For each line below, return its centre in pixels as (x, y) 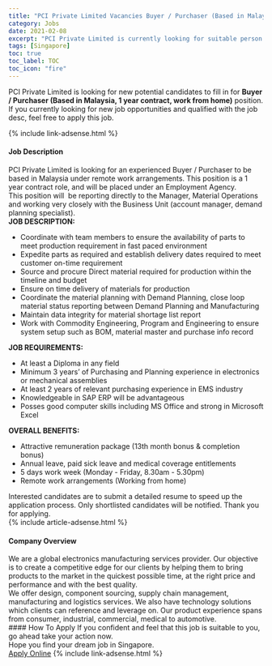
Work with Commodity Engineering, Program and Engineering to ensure (139, 323)
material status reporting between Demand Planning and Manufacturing (140, 305)
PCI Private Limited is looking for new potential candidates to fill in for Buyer (136, 92)
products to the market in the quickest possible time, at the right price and (132, 576)
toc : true (25, 53)
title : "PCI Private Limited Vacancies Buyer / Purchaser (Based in (126, 16)
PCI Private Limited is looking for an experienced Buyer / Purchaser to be (130, 169)
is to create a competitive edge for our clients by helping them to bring (126, 567)
